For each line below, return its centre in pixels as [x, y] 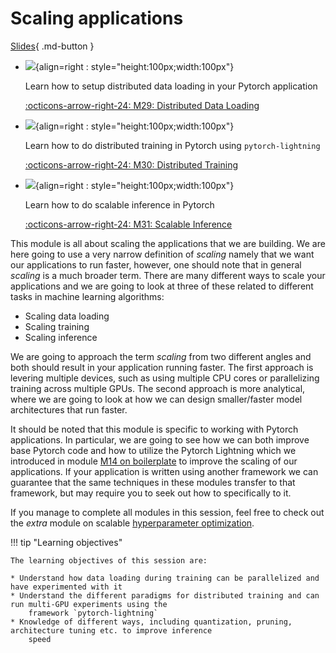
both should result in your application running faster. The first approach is [162, 367]
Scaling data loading [67, 316]
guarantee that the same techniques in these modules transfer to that [153, 482]
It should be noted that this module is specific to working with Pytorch [154, 429]
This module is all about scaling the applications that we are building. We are [168, 243]
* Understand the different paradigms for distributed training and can [165, 595]
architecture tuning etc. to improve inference [111, 630]
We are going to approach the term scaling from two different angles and [161, 356]
